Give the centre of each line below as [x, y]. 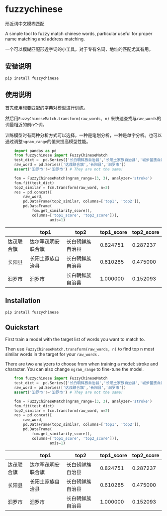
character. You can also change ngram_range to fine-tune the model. [75, 369]
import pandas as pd [35, 151]
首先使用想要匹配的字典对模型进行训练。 [46, 108]
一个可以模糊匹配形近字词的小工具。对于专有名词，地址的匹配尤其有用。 [79, 49]
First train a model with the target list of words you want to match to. [75, 340]
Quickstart [22, 327]
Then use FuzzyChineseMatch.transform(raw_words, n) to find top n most [80, 349]
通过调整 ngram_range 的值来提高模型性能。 [48, 141]
